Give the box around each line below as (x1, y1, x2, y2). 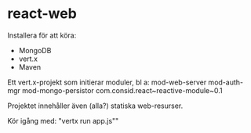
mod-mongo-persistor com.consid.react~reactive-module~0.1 (22, 85, 223, 95)
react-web (7, 5, 78, 23)
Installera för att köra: (7, 31, 77, 40)
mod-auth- (208, 77, 244, 87)
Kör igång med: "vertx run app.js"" (7, 116, 119, 125)
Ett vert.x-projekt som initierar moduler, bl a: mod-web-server (7, 77, 207, 87)
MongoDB (18, 45, 52, 55)
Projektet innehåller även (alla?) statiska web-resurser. (7, 101, 184, 110)
